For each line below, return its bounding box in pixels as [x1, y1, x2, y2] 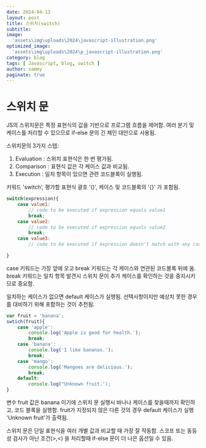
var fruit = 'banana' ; [6, 313, 64, 319]
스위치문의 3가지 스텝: [6, 142, 59, 150]
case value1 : [17, 202, 51, 208]
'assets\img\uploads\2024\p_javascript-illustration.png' [12, 49, 164, 55]
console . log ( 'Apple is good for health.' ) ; [28, 330, 141, 336]
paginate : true [6, 72, 45, 78]
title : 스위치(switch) [6, 20, 61, 26]
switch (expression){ [6, 196, 59, 202]
